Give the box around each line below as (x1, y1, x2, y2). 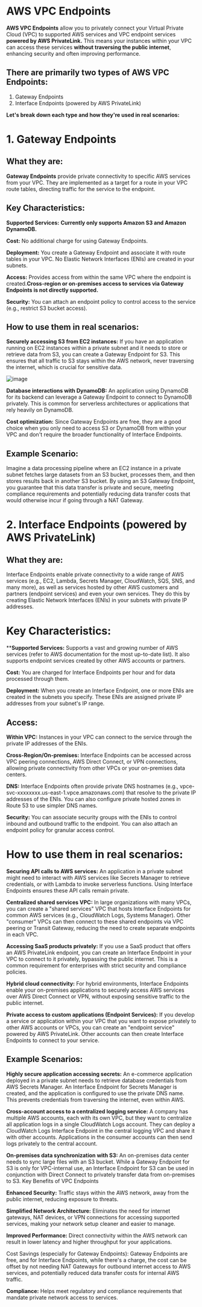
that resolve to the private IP (125, 788, 197, 796)
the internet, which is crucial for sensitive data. (6, 364, 122, 371)
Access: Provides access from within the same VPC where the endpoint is (6, 274, 191, 281)
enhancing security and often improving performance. (6, 50, 140, 57)
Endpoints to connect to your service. (6, 1037, 99, 1044)
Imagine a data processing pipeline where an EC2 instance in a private (6, 465, 181, 472)
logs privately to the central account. (6, 1139, 98, 1147)
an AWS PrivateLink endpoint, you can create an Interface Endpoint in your (6, 949, 192, 956)
